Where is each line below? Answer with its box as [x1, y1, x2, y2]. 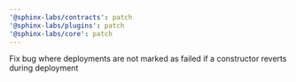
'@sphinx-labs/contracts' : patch [9, 12, 133, 22]
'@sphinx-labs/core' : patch [9, 29, 113, 38]
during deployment [9, 63, 79, 73]
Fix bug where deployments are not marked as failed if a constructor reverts [9, 54, 287, 64]
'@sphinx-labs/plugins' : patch [9, 21, 125, 30]
